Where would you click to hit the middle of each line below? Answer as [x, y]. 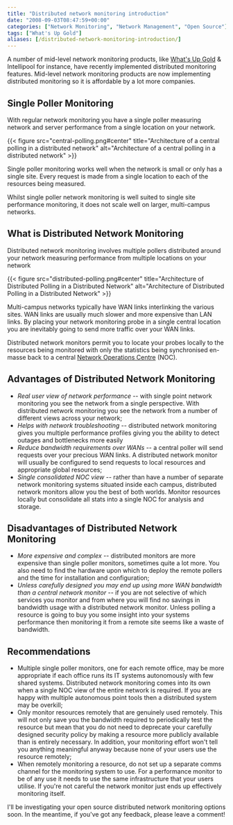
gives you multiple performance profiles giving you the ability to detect [118, 433]
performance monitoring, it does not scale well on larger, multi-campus [109, 204]
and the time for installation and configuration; [83, 578]
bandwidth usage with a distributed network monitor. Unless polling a [116, 608]
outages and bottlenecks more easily [70, 440]
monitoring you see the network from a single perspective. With [108, 403]
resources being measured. [46, 183]
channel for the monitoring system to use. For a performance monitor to [120, 772]
